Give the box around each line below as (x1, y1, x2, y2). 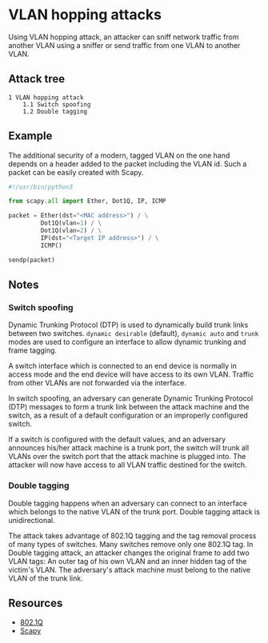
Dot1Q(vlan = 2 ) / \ (40, 226, 102, 235)
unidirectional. (8, 515, 56, 525)
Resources (8, 596, 63, 609)
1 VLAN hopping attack (8, 94, 84, 102)
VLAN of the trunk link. (8, 573, 83, 583)
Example (8, 130, 53, 143)
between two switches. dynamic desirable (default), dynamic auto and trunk (8, 329, 259, 338)
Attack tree (8, 72, 66, 86)
